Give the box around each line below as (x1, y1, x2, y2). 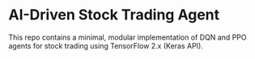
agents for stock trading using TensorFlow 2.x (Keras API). (8, 40, 204, 50)
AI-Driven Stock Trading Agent (8, 6, 220, 24)
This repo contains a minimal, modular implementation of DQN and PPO (8, 32, 247, 42)
